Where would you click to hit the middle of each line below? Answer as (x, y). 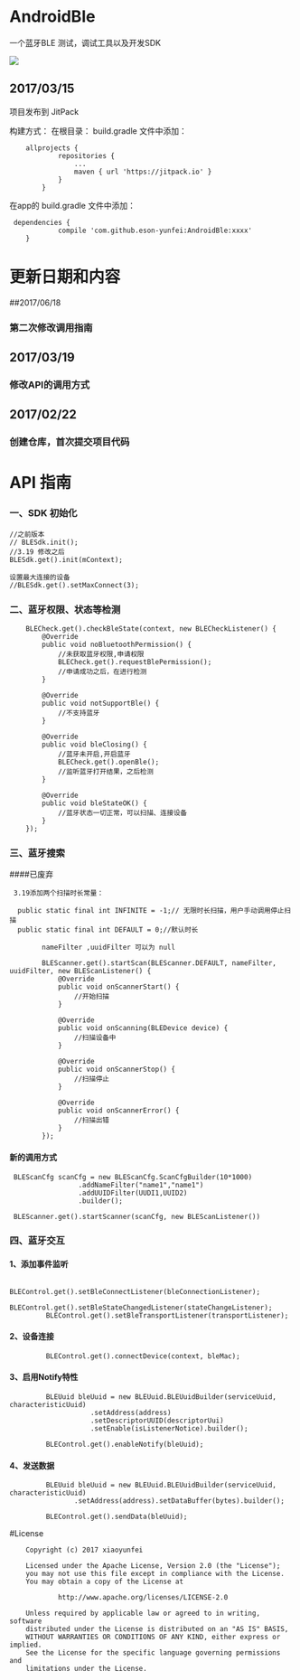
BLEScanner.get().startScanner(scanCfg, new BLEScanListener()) (136, 1216)
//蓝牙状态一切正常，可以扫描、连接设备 (122, 813)
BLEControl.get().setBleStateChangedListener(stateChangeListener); (141, 1308)
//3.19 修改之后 (37, 552)
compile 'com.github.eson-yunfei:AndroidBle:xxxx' (155, 230)
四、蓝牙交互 (37, 1241)
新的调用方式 (33, 1157)
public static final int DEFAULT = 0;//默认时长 (108, 930)
